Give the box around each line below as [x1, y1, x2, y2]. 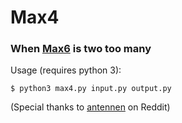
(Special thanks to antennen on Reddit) [10, 101, 171, 113]
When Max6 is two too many [10, 42, 152, 56]
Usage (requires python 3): [10, 64, 122, 76]
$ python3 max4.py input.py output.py [10, 84, 172, 94]
